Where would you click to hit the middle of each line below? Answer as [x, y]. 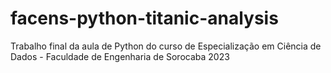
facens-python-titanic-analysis [144, 18]
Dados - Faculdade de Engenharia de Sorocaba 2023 [120, 56]
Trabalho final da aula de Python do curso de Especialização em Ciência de [166, 46]
